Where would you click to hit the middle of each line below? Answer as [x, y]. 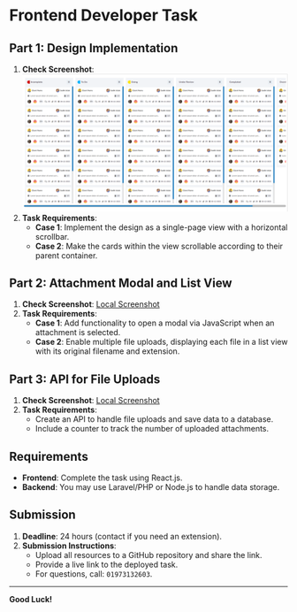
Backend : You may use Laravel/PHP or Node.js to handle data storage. [151, 486]
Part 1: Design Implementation [94, 48]
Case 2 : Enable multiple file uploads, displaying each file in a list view [161, 342]
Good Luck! [31, 599]
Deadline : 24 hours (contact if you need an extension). [122, 536]
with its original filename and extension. [107, 351]
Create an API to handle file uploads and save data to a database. [154, 419]
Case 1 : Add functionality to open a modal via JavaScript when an [155, 323]
